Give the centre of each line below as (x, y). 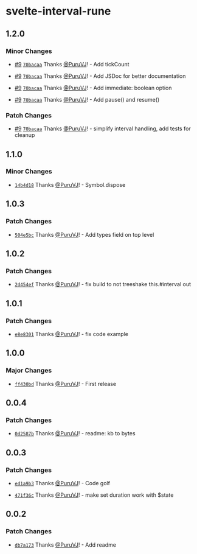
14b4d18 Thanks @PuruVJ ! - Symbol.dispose (70, 184)
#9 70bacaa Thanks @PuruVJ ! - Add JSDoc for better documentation (100, 76)
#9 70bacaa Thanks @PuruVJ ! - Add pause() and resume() (87, 99)
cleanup (25, 135)
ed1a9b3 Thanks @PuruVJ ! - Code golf (62, 483)
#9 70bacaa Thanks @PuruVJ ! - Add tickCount (72, 64)
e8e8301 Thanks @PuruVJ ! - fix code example (71, 334)
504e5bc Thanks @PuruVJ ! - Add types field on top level (84, 234)
